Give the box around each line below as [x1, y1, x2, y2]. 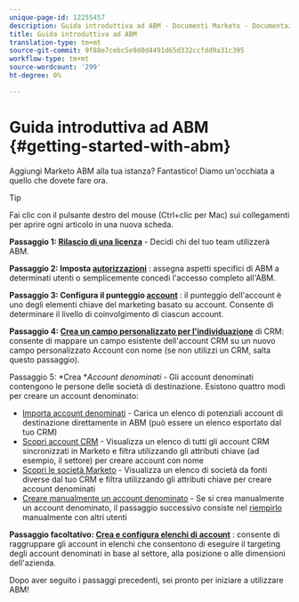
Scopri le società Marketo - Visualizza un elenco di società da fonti [21, 464, 268, 475]
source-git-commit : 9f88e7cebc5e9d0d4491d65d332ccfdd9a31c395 [9, 46, 245, 55]
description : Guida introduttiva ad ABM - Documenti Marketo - [9, 21, 249, 30]
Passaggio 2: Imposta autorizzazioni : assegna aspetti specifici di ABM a [9, 263, 280, 273]
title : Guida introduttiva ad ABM [9, 29, 138, 38]
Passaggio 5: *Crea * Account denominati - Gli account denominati [9, 371, 255, 382]
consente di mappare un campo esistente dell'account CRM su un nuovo [9, 335, 276, 346]
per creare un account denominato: [9, 390, 140, 401]
